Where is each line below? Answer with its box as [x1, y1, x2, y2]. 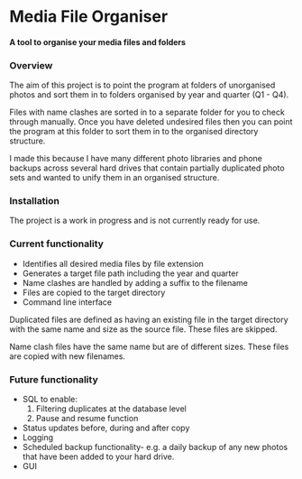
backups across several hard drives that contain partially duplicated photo [9, 162, 286, 173]
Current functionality [9, 237, 104, 250]
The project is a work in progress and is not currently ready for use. [9, 215, 261, 226]
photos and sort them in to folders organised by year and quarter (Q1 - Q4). [9, 89, 289, 100]
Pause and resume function [35, 412, 139, 423]
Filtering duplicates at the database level [35, 403, 187, 414]
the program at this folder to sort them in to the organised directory [9, 126, 259, 137]
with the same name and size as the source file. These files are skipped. [9, 323, 278, 335]
